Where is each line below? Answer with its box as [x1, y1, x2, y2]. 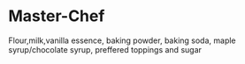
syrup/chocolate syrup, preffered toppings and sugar [8, 44, 203, 54]
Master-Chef [8, 6, 105, 26]
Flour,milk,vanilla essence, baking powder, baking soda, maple [8, 35, 236, 46]
